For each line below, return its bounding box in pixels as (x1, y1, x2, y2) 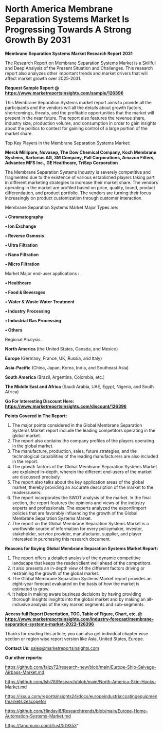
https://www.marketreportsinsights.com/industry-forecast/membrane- (5, 616, 154, 622)
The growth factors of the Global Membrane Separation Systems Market (12, 463, 157, 469)
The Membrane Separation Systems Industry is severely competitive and (5, 169, 151, 175)
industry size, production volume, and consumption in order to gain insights (5, 120, 157, 126)
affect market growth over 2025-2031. (5, 75, 82, 81)
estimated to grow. (12, 586, 50, 592)
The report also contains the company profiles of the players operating (12, 438, 154, 443)
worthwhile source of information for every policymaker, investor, (12, 526, 143, 531)
